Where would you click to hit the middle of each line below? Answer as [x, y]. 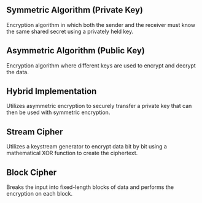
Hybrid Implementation [52, 91]
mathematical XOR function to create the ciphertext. [72, 153]
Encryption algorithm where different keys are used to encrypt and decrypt [101, 65]
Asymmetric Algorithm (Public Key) [76, 51]
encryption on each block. [39, 194]
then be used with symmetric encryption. [58, 112]
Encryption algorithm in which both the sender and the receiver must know [101, 25]
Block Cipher [32, 172]
